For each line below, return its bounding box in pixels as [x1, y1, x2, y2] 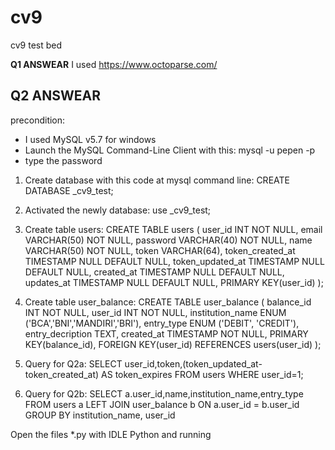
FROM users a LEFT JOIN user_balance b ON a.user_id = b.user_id [24, 398, 300, 410]
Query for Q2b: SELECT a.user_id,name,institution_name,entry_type [24, 387, 304, 400]
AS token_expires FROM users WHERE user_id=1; [101, 368, 304, 380]
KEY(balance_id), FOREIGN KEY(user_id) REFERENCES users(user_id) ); [24, 338, 322, 350]
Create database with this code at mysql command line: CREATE [24, 174, 290, 186]
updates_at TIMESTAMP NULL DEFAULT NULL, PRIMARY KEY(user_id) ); [24, 276, 324, 288]
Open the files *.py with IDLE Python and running [10, 428, 212, 440]
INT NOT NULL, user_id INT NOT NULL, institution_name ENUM [24, 306, 287, 318]
